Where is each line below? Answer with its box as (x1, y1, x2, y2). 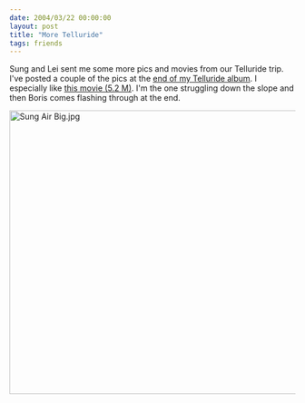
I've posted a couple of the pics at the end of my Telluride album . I (9, 74, 257, 84)
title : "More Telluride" (9, 30, 103, 39)
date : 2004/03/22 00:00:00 (9, 13, 112, 23)
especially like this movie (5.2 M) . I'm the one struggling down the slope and (9, 83, 295, 93)
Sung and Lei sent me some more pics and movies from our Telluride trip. (9, 64, 284, 74)
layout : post (9, 22, 59, 31)
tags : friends (9, 38, 64, 48)
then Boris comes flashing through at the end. (9, 93, 182, 103)
